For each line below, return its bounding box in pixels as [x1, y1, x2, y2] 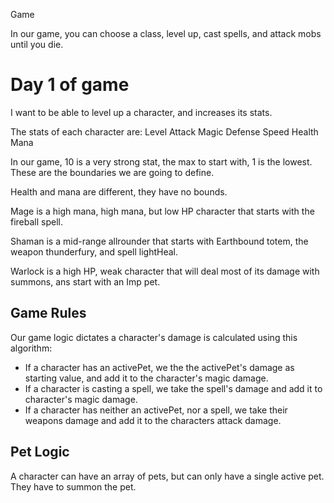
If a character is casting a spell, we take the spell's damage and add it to [24, 382, 323, 394]
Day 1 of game [10, 74, 130, 96]
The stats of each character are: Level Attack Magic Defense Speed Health [10, 125, 319, 138]
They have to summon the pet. [10, 480, 137, 493]
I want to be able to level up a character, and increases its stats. [10, 106, 273, 118]
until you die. [10, 39, 64, 50]
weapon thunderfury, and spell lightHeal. [10, 245, 179, 258]
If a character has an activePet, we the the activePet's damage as [24, 361, 295, 373]
